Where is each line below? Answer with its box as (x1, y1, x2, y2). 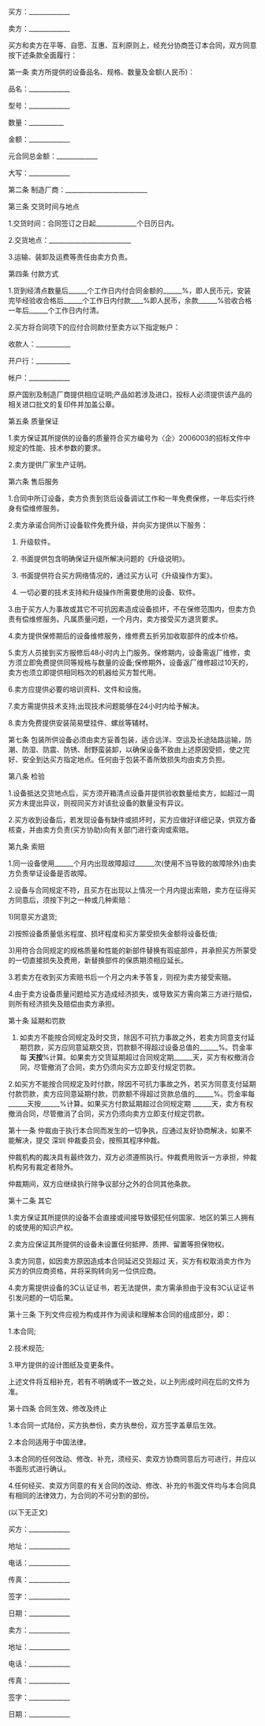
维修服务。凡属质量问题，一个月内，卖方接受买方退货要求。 (28, 614, 222, 624)
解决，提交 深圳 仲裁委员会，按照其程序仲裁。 (14, 1136, 164, 1145)
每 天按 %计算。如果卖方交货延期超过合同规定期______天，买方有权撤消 (19, 1053, 248, 1062)
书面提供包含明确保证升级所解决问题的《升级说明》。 (19, 554, 189, 563)
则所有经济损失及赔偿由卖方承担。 (8, 1000, 119, 1008)
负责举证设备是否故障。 (14, 869, 91, 878)
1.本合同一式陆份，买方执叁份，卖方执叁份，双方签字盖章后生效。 (8, 1421, 221, 1430)
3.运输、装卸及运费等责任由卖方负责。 (8, 252, 132, 261)
